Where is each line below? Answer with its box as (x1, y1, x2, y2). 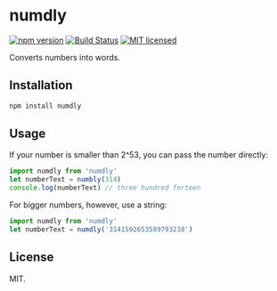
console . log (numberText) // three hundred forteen (9, 183, 201, 192)
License (9, 250, 54, 265)
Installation (9, 77, 73, 93)
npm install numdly (9, 101, 82, 110)
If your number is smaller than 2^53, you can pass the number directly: (9, 150, 269, 160)
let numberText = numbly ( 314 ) (9, 175, 122, 184)
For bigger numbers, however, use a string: (9, 199, 167, 210)
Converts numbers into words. (9, 52, 120, 62)
